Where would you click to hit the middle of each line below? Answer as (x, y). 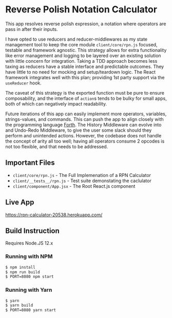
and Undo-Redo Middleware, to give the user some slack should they (79, 130)
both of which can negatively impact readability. (56, 103)
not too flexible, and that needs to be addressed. (57, 146)
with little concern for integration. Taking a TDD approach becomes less (81, 61)
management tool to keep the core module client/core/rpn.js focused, (81, 44)
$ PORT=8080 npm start (30, 277)
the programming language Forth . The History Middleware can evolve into (83, 125)
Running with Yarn (29, 290)
